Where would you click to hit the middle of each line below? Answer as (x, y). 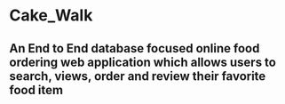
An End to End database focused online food (135, 48)
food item (36, 90)
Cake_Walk (51, 16)
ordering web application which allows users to (143, 62)
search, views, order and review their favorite (138, 76)
